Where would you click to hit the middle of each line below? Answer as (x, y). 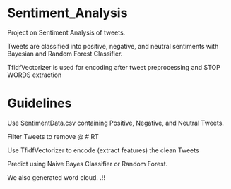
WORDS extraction (35, 75)
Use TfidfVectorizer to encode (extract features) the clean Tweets (103, 150)
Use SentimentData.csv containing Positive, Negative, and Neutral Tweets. (116, 123)
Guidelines (40, 103)
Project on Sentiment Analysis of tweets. (66, 32)
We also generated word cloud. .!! (57, 177)
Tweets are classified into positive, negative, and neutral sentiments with (113, 46)
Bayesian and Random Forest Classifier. (65, 54)
